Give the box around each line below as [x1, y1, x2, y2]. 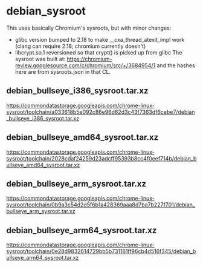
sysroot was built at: [14, 55, 66, 62]
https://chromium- [66, 55, 113, 62]
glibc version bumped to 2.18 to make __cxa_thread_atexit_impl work [14, 36, 185, 43]
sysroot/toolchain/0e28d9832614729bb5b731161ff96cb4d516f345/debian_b [6, 248, 196, 255]
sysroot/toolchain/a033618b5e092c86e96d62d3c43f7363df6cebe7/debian [6, 108, 195, 116]
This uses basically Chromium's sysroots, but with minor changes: [6, 24, 172, 31]
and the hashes [156, 62, 195, 69]
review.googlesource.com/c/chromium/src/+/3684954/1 [14, 62, 156, 69]
